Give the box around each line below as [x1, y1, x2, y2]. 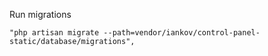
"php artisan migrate [9, 28, 100, 38]
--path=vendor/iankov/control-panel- [103, 28, 261, 38]
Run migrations [9, 9, 72, 20]
